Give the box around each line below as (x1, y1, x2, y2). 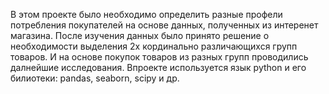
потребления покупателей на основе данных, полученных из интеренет (10, 19, 319, 31)
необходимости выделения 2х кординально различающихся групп (10, 40, 298, 52)
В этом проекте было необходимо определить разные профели (10, 9, 283, 20)
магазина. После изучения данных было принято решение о (10, 30, 270, 41)
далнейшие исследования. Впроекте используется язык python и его (10, 62, 307, 73)
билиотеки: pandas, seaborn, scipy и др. (10, 72, 180, 84)
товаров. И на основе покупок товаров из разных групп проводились (10, 51, 309, 63)
